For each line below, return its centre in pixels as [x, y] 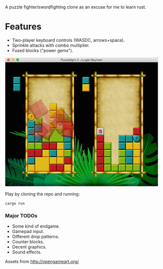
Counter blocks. [28, 242]
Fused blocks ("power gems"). [43, 50]
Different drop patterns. [36, 237]
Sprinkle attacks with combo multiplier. [51, 45]
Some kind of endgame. [36, 226]
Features [23, 27]
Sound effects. [27, 252]
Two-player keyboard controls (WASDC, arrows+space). [68, 40]
